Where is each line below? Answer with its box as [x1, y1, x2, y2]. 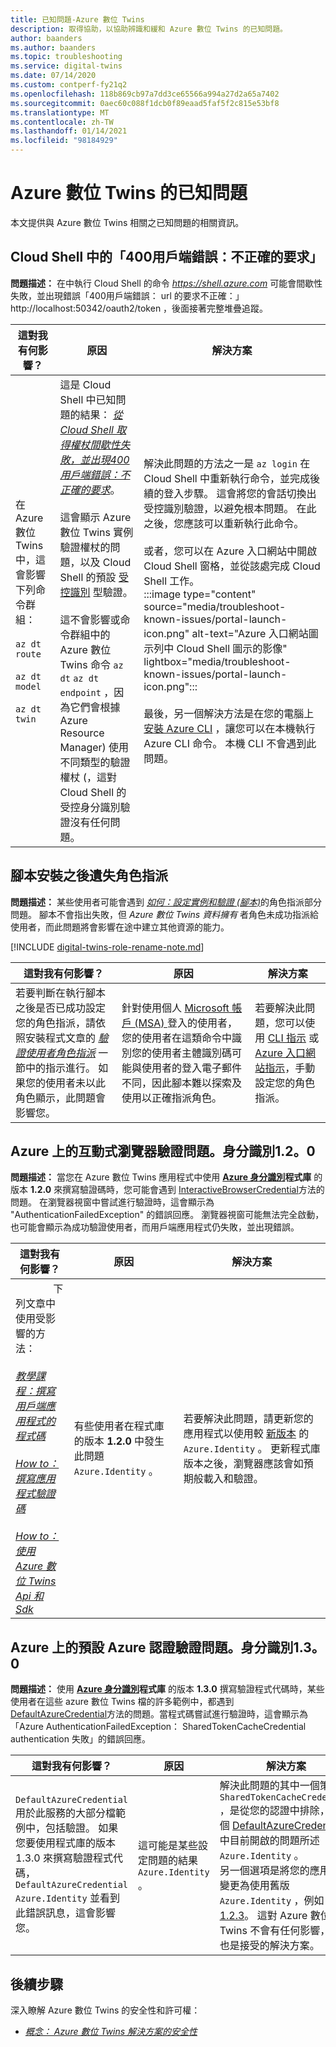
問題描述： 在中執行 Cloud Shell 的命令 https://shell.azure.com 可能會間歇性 [10, 277, 323, 289]
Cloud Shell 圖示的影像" [176, 641, 288, 655]
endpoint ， [59, 685, 115, 699]
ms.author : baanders [10, 42, 97, 53]
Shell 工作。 [143, 574, 200, 588]
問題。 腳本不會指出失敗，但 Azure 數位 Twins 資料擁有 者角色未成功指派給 [10, 908, 320, 920]
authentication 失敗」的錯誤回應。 [10, 1733, 151, 1745]
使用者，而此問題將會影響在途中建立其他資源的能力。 [10, 921, 230, 933]
